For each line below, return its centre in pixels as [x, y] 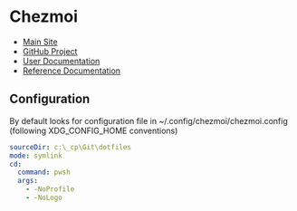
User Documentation [61, 61]
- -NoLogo [44, 197]
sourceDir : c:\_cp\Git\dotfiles [70, 147]
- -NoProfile [50, 189]
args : [28, 181]
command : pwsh [44, 173]
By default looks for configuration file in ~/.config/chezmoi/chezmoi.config [148, 120]
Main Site [40, 42]
